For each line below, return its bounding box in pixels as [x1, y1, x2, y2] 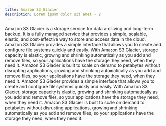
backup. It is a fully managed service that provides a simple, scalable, [5, 31, 148, 37]
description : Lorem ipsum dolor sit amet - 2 [5, 12, 101, 17]
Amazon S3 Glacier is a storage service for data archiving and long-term [5, 25, 153, 31]
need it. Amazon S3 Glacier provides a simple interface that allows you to [5, 78, 155, 84]
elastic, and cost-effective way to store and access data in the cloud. [5, 36, 146, 42]
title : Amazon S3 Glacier [5, 7, 58, 12]
